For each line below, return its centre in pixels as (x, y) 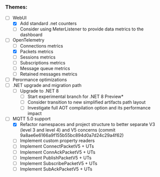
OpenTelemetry (28, 40)
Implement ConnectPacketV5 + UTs (57, 146)
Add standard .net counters (48, 23)
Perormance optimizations (40, 79)
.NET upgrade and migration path (47, 85)
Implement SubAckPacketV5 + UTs (56, 169)
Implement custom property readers (57, 140)
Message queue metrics (45, 68)
